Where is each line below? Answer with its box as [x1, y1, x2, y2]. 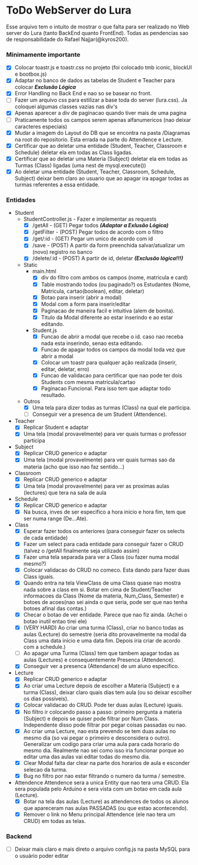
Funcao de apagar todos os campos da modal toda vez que [41, 346, 186, 353]
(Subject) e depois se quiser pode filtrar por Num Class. [23, 715, 159, 722]
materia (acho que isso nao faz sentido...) [23, 463, 125, 470]
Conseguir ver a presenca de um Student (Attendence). [32, 411, 167, 418]
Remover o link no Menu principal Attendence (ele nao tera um [23, 811, 176, 818]
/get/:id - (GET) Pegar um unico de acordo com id [32, 235, 153, 243]
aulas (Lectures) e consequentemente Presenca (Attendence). [23, 656, 175, 663]
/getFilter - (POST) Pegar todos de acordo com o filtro [32, 228, 164, 235]
